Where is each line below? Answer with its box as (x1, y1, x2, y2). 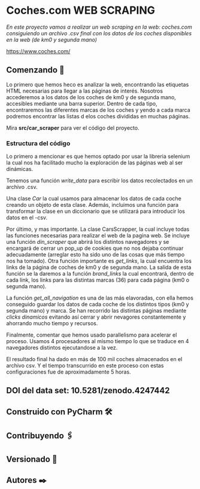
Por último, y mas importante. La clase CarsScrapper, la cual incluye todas (6, 225, 190, 233)
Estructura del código (6, 139, 71, 147)
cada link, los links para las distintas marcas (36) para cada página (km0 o (6, 276, 190, 284)
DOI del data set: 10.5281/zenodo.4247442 (6, 386, 170, 396)
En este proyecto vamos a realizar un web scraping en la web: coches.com (6, 23, 193, 30)
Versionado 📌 (6, 454, 57, 464)
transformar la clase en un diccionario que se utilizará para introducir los (6, 207, 186, 215)
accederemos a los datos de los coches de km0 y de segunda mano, (6, 93, 177, 100)
